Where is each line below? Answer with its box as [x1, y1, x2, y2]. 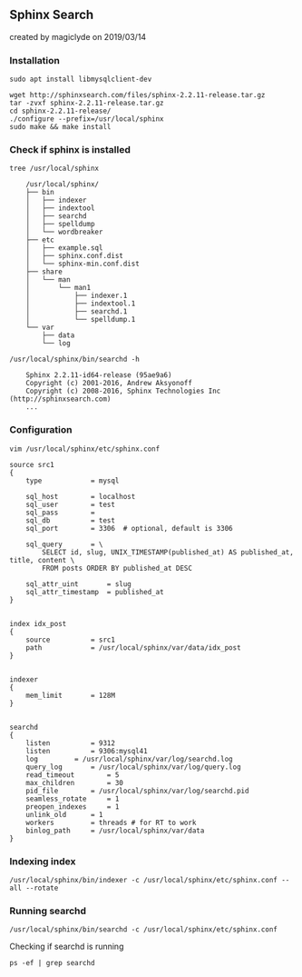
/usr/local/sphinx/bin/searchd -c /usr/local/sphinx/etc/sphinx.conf [9, 925, 278, 934]
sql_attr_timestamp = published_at [25, 587, 165, 596]
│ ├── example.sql [25, 244, 103, 253]
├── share [25, 267, 63, 276]
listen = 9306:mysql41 [25, 746, 148, 755]
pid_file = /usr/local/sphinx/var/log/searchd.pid [25, 786, 249, 795]
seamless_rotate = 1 [25, 794, 120, 803]
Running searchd [9, 904, 87, 917]
